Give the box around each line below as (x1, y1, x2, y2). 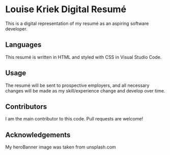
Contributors (5, 102, 47, 111)
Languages (5, 41, 42, 49)
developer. (5, 25, 28, 32)
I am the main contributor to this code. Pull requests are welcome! (5, 116, 144, 122)
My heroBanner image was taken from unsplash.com (5, 144, 116, 150)
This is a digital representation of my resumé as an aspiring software (5, 20, 149, 26)
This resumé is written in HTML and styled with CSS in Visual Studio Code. (5, 54, 162, 60)
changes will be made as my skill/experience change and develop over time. (5, 87, 165, 94)
